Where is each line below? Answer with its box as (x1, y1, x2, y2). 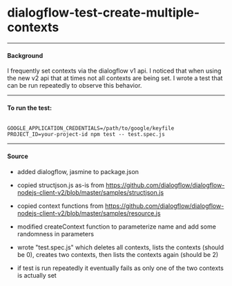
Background (7, 51, 43, 59)
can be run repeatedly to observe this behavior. (7, 82, 142, 90)
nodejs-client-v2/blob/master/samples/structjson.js (17, 188, 164, 196)
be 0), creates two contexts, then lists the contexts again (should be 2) (17, 250, 219, 258)
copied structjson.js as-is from (17, 181, 105, 189)
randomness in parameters (17, 229, 95, 238)
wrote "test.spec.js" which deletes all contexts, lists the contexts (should (17, 243, 224, 251)
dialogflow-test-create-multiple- (7, 5, 200, 21)
